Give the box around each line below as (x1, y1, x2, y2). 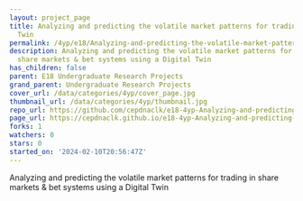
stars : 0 (9, 139, 42, 148)
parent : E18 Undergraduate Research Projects (9, 72, 183, 81)
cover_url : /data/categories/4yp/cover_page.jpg (9, 88, 196, 97)
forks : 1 (9, 123, 42, 132)
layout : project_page (9, 13, 91, 23)
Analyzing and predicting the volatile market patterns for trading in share (9, 172, 280, 183)
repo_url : (9, 105, 47, 114)
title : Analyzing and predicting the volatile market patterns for (9, 22, 269, 31)
